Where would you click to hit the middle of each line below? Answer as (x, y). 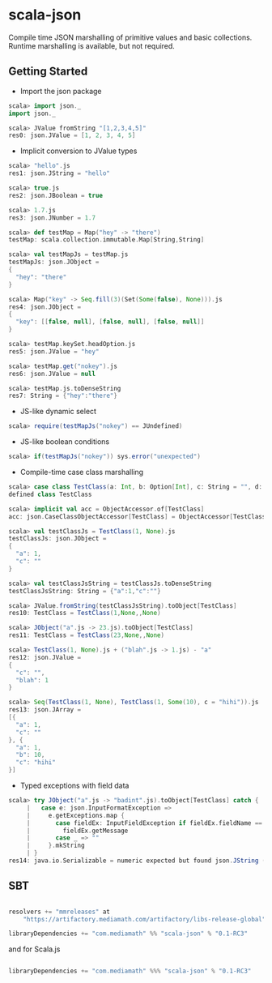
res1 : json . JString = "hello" (59, 173)
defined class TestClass (50, 494)
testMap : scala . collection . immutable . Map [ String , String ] (106, 240)
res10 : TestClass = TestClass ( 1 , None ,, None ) (85, 613)
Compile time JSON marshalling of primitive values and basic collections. (130, 37)
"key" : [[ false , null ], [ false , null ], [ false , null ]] (110, 322)
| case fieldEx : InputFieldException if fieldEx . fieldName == (144, 823)
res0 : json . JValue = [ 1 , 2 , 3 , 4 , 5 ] (72, 135)
